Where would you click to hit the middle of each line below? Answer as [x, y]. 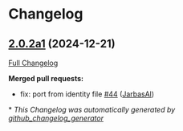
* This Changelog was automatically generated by [92, 110]
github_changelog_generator [56, 118]
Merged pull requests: [46, 78]
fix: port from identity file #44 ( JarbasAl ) [87, 94]
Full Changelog [33, 63]
